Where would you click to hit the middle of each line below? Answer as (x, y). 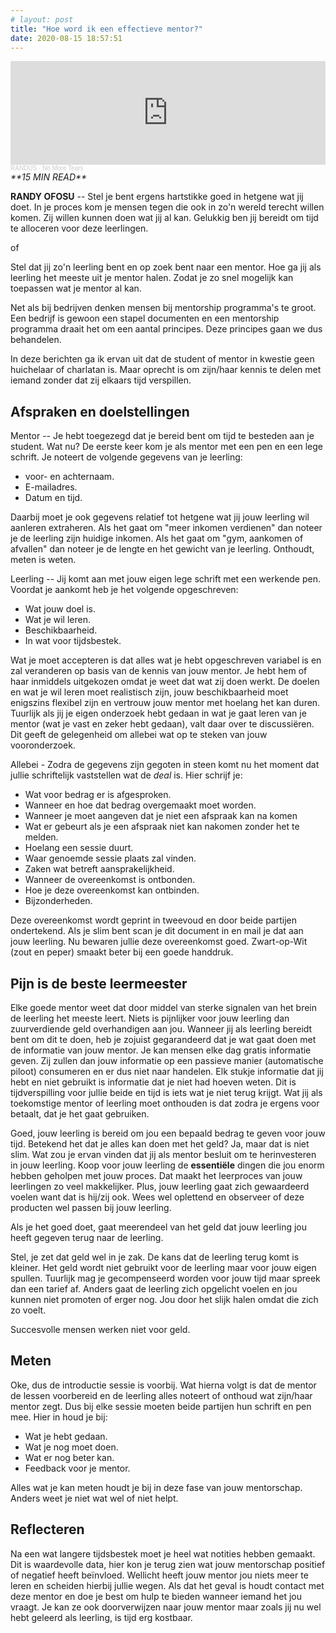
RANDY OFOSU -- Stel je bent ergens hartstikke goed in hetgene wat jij (157, 197)
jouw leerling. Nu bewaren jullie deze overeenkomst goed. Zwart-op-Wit (159, 942)
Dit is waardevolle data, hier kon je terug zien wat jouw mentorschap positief (168, 1564)
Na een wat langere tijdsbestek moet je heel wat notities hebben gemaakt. (163, 1553)
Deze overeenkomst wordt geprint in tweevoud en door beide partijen (153, 920)
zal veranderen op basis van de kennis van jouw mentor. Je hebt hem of (159, 671)
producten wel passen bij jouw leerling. (91, 1207)
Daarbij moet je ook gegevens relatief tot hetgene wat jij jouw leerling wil (160, 517)
